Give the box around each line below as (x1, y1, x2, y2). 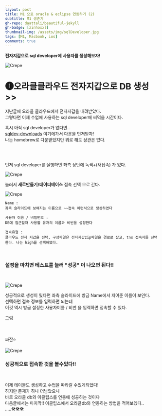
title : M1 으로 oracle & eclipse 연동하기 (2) (5, 12, 95, 17)
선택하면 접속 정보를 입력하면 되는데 (5, 298, 73, 304)
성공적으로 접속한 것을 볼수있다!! (5, 361, 76, 367)
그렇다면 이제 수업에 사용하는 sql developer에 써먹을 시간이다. (5, 114, 123, 120)
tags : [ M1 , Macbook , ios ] (5, 35, 57, 39)
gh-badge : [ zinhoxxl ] (5, 25, 49, 30)
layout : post (5, 7, 32, 12)
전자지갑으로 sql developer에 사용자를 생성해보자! (5, 52, 101, 58)
